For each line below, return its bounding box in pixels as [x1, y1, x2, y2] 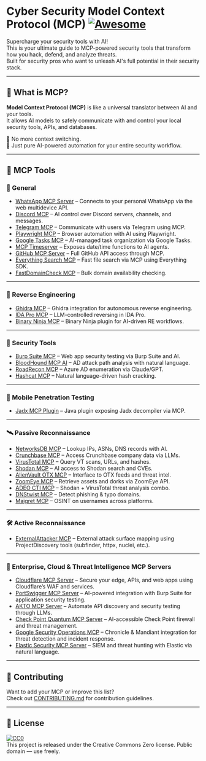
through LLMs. [15, 609, 53, 617]
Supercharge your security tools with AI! [6, 37, 109, 45]
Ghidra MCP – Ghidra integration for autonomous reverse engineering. [15, 304, 193, 311]
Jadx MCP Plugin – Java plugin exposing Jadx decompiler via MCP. [15, 407, 186, 415]
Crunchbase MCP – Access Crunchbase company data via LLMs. [15, 451, 180, 459]
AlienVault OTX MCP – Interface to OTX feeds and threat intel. [15, 471, 172, 478]
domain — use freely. [6, 747, 60, 755]
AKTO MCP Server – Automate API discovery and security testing [15, 603, 181, 610]
